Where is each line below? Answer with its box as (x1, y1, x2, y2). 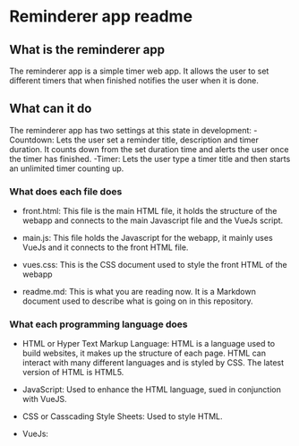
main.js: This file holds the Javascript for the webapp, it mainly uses (21, 233, 273, 244)
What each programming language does (9, 318, 188, 330)
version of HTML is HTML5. (21, 367, 124, 378)
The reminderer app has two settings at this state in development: (9, 124, 252, 135)
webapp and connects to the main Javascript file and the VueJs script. (21, 215, 284, 226)
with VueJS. (21, 394, 67, 405)
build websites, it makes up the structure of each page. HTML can (21, 347, 267, 359)
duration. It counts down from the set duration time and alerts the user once (9, 143, 289, 154)
